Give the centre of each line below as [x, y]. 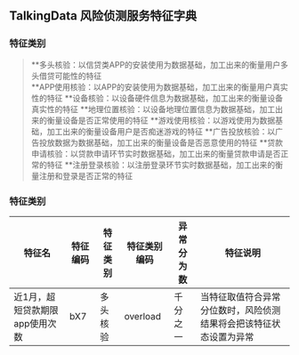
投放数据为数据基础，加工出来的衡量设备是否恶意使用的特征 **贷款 [161, 142]
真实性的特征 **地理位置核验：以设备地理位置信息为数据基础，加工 [153, 109]
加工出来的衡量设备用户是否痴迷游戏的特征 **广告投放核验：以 [161, 131]
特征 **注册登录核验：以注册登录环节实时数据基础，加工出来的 [161, 165]
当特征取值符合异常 [240, 296]
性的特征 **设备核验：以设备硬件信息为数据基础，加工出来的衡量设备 [157, 98]
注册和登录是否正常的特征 [86, 175]
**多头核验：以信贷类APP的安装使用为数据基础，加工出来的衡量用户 [156, 64]
